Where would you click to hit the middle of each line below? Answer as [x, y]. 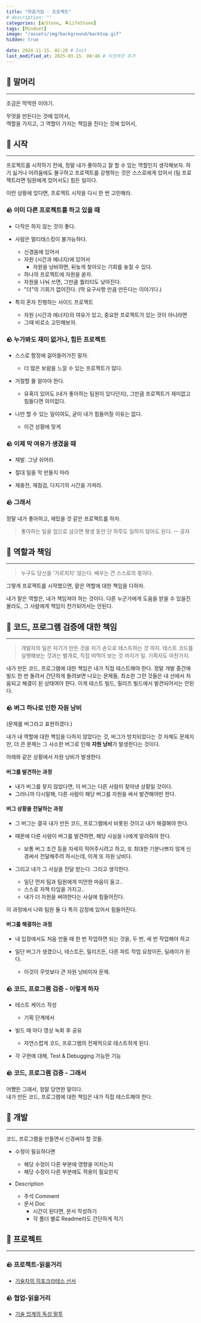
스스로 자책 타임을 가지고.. [54, 889]
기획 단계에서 [39, 1017]
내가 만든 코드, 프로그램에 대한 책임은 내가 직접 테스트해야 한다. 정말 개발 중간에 [99, 668]
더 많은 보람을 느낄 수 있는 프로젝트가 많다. [73, 368]
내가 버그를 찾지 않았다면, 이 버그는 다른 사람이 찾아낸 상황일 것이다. [94, 786]
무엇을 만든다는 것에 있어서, [38, 116]
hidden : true [22, 40]
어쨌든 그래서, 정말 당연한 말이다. [45, 1089]
